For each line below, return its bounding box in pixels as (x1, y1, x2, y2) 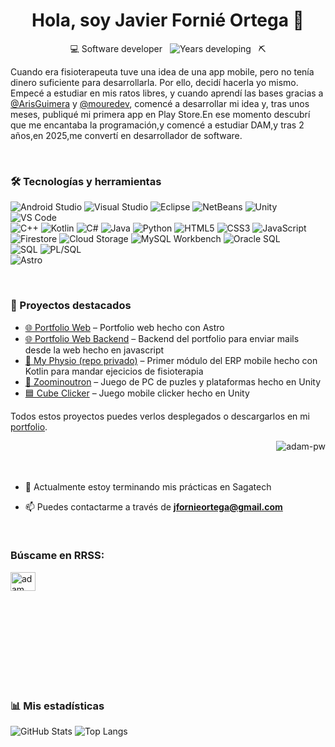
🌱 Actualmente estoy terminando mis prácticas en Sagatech (24, 480, 272, 493)
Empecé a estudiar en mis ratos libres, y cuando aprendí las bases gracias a (10, 87, 324, 99)
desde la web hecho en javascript (24, 344, 165, 356)
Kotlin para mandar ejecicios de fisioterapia (24, 365, 204, 377)
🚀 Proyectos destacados (10, 299, 132, 313)
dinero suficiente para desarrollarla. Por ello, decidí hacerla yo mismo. (10, 76, 299, 88)
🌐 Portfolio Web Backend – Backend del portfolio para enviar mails (24, 332, 300, 344)
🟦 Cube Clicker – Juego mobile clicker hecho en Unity (24, 387, 250, 399)
